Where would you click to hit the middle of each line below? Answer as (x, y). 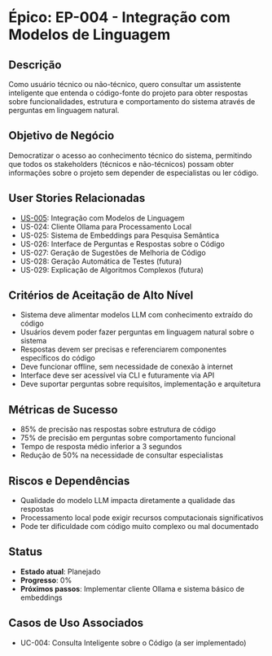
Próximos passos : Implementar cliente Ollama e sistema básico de (132, 588)
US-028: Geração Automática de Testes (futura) (101, 261)
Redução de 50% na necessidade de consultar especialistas (122, 455)
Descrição (35, 65)
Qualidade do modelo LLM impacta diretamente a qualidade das (127, 501)
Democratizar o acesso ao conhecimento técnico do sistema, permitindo (130, 155)
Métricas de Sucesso (63, 410)
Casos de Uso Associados (76, 623)
